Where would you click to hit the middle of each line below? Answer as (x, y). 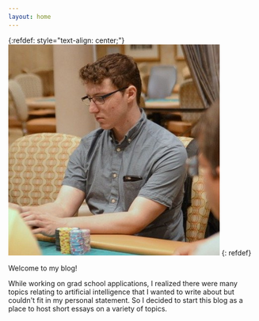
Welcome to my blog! (43, 268)
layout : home (30, 17)
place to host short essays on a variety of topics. (88, 308)
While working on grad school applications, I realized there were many (123, 283)
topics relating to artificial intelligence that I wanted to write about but (122, 292)
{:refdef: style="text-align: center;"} (67, 40)
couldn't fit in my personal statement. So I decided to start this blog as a (126, 300)
